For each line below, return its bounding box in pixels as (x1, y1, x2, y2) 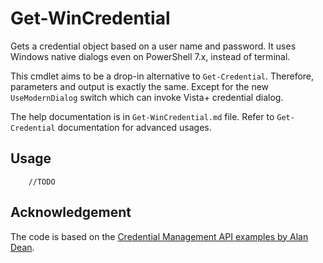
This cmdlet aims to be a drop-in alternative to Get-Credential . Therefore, (10, 70, 315, 82)
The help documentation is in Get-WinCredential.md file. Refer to (10, 110, 275, 122)
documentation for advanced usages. (57, 121, 212, 133)
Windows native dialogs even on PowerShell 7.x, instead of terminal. (10, 50, 291, 62)
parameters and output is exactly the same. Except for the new (10, 80, 270, 92)
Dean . (10, 241, 35, 253)
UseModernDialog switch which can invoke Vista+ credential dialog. (10, 91, 284, 103)
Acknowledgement (10, 204, 132, 221)
